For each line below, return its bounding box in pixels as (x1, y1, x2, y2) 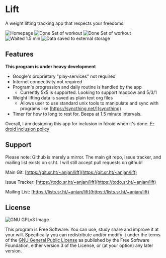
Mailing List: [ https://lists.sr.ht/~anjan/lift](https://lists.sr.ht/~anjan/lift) (5, 188, 149, 195)
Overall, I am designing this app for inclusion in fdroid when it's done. (5, 120, 149, 127)
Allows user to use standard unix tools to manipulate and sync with (20, 100, 159, 106)
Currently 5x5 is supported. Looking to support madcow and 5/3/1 (20, 89, 157, 95)
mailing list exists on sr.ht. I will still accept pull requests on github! (5, 159, 143, 165)
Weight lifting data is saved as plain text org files (12, 94, 113, 100)
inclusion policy (17, 126, 49, 132)
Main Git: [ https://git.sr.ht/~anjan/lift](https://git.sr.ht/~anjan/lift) (5, 169, 137, 175)
